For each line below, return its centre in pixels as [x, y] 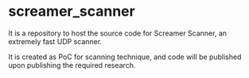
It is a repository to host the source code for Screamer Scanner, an [118, 33]
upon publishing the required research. [72, 65]
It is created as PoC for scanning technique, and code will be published [125, 57]
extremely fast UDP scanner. [55, 41]
